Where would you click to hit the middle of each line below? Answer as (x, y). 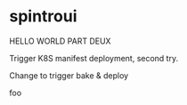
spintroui (43, 16)
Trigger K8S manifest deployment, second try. (94, 58)
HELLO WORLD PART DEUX (60, 41)
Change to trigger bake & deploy (69, 75)
